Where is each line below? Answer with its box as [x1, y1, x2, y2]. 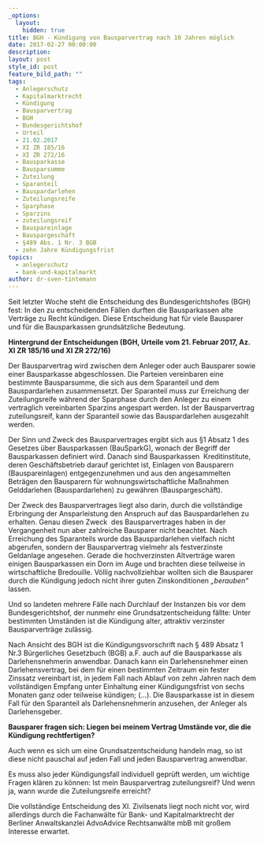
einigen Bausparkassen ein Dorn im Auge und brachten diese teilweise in [8, 559, 246, 568]
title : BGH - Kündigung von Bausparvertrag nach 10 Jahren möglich [8, 33, 235, 42]
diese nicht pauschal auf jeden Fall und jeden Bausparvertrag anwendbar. [8, 754, 248, 764]
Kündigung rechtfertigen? [8, 731, 95, 740]
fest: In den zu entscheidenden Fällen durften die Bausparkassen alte [8, 305, 234, 315]
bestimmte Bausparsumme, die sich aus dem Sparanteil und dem [8, 378, 219, 387]
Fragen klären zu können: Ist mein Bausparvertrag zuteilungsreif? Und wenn [8, 778, 255, 788]
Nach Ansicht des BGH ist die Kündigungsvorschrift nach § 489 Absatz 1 [8, 640, 244, 650]
